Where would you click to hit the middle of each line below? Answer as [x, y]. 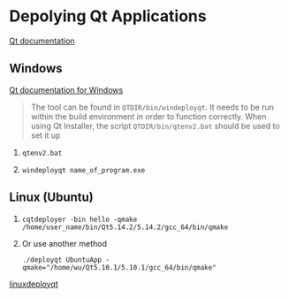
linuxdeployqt [34, 284]
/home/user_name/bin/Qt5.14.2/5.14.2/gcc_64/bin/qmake [125, 227]
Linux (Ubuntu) [52, 198]
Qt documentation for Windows [66, 89]
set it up [46, 135]
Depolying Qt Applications [108, 16]
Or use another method [65, 243]
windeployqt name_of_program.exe [84, 170]
